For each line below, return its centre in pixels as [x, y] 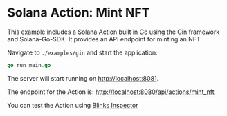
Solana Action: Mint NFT [79, 13]
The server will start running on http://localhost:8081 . [83, 78]
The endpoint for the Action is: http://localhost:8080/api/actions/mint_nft [111, 92]
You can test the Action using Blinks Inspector [73, 105]
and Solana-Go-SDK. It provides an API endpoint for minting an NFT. [105, 39]
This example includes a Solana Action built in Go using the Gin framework [113, 32]
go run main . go [29, 65]
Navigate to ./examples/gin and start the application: [82, 52]
